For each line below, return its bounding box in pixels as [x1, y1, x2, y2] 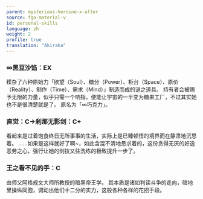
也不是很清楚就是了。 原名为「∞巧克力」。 [6, 101, 111, 109]
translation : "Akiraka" [6, 43, 66, 49]
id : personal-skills [6, 20, 59, 26]
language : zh [6, 25, 39, 32]
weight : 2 [6, 31, 31, 37]
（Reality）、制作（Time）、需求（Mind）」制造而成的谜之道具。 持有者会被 [6, 86, 190, 93]
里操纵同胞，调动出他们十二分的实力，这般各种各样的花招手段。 [6, 186, 165, 194]
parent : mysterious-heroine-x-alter [6, 8, 98, 15]
